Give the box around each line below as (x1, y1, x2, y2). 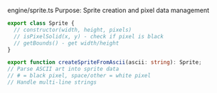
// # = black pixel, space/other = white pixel (7, 72, 152, 80)
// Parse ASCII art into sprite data (7, 65, 120, 73)
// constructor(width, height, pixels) (14, 26, 132, 33)
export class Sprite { (7, 20, 75, 27)
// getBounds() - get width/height (14, 39, 120, 47)
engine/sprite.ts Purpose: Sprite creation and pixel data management (7, 6, 210, 14)
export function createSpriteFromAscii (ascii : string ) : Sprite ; (7, 59, 202, 66)
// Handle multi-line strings (7, 79, 97, 86)
